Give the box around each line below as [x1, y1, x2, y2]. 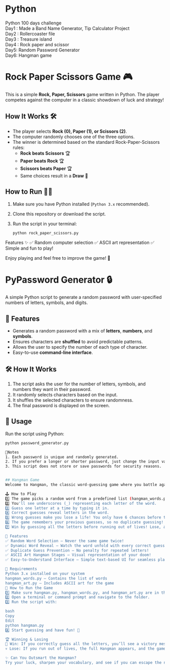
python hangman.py [5, 623, 44, 628]
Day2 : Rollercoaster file [5, 31, 55, 37]
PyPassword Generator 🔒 [5, 274, 113, 285]
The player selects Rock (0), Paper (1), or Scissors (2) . [12, 128, 127, 134]
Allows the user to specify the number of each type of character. [12, 344, 148, 350]
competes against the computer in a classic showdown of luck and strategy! [5, 97, 164, 103]
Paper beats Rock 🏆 [20, 158, 64, 164]
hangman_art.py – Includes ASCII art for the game [5, 581, 114, 586]
